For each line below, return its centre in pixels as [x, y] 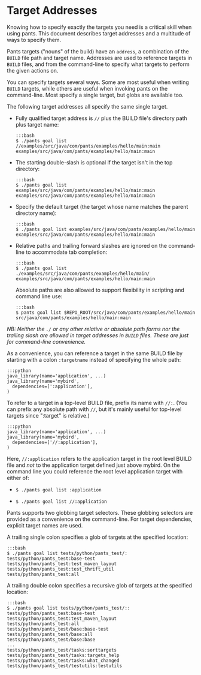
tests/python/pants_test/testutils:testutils [64, 666]
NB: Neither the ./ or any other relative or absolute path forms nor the [93, 329]
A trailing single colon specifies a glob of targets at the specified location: [98, 537]
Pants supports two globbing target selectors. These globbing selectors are [100, 512]
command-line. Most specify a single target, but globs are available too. [95, 95]
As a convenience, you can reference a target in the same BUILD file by [95, 353]
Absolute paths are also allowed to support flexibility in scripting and [100, 290]
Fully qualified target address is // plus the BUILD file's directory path [101, 118]
